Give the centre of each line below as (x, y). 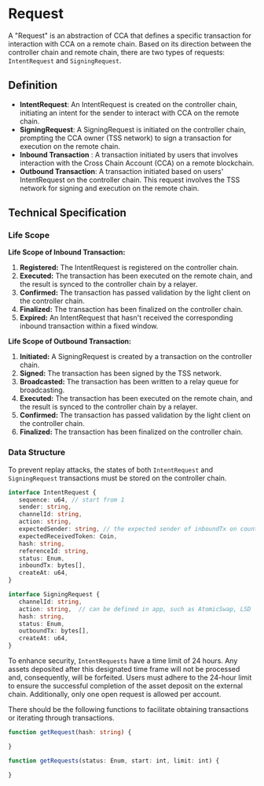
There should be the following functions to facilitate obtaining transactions (128, 710)
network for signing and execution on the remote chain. (109, 188)
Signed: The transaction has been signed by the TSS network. (121, 373)
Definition (33, 85)
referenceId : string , (54, 551)
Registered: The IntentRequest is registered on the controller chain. (129, 268)
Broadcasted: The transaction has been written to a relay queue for (129, 382)
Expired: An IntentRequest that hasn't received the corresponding (126, 318)
